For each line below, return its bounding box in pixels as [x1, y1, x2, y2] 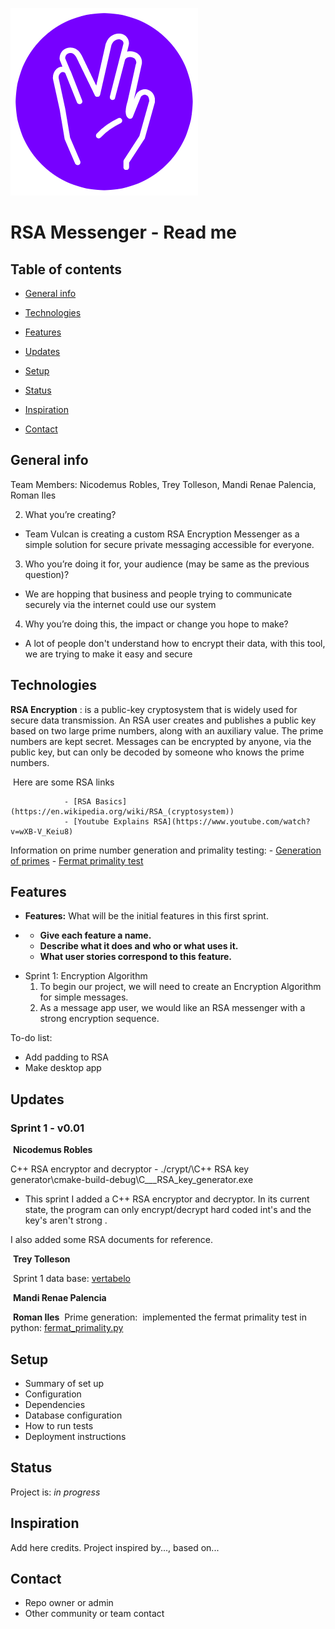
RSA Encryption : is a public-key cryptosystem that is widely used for [10, 703, 298, 715]
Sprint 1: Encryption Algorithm [24, 970, 148, 982]
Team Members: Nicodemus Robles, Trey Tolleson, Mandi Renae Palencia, [10, 478, 317, 490]
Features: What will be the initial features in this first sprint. [24, 910, 269, 922]
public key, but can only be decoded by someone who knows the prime [10, 746, 305, 758]
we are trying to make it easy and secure [24, 648, 193, 660]
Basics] [95, 796, 128, 807]
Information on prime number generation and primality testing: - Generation [10, 844, 322, 856]
